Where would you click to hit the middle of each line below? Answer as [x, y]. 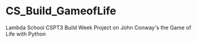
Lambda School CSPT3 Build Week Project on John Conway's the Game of [98, 27]
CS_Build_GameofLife [61, 11]
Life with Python [26, 33]
